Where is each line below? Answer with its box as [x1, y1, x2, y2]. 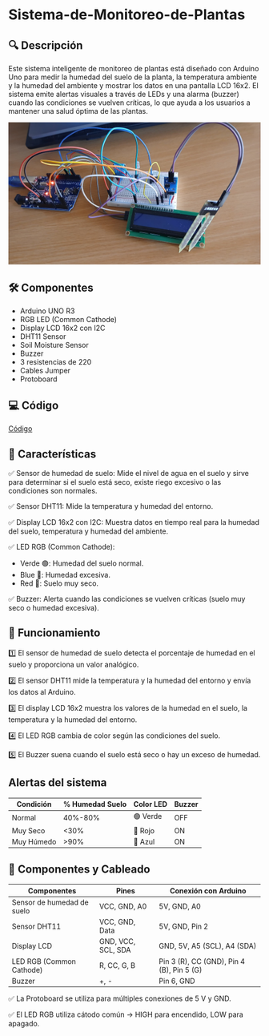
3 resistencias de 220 [19, 357, 92, 367]
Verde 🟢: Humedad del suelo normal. [19, 558, 144, 568]
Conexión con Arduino [169, 885, 247, 895]
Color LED [133, 800, 168, 809]
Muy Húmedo [11, 836, 57, 846]
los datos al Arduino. [8, 687, 76, 696]
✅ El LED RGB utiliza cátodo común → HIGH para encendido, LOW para [8, 1010, 244, 1019]
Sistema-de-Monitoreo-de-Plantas [8, 6, 246, 24]
